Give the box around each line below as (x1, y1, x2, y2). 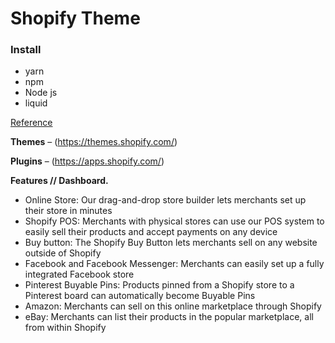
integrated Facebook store (24, 268, 135, 281)
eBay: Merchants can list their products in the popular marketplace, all (24, 311, 314, 323)
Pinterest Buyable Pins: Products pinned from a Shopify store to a (24, 279, 295, 291)
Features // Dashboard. (10, 175, 109, 187)
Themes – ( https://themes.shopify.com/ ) (10, 136, 178, 148)
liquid (24, 97, 48, 109)
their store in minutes (24, 205, 113, 217)
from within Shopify (24, 322, 107, 334)
